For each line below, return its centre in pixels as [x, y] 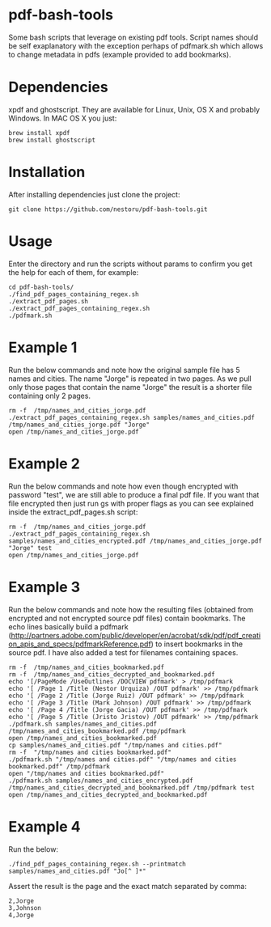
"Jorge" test [30, 548]
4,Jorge [21, 915]
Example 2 [44, 463]
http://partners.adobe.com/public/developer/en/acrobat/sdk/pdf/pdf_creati [136, 635]
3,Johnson [25, 908]
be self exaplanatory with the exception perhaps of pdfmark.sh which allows [136, 45]
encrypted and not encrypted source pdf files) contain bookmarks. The [127, 618]
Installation [47, 172]
